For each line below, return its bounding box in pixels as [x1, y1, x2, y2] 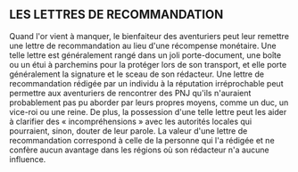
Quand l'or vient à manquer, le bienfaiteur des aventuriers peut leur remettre [9, 30, 290, 41]
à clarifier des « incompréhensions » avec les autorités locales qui [9, 116, 252, 127]
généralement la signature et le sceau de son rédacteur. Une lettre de [9, 69, 265, 79]
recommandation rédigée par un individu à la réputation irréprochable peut [9, 78, 284, 88]
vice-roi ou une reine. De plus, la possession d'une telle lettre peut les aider [9, 106, 287, 117]
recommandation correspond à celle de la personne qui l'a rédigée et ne [9, 135, 275, 145]
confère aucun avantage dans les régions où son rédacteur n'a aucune [9, 144, 269, 155]
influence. [9, 153, 46, 164]
